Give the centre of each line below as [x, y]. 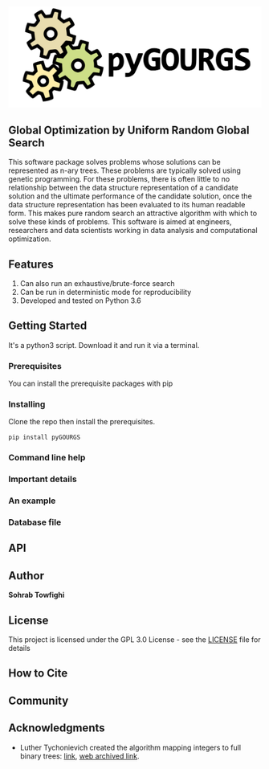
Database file [35, 522]
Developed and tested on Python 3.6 [81, 301]
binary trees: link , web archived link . [79, 756]
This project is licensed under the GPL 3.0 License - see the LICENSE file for [134, 640]
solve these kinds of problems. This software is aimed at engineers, [120, 222]
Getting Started [48, 326]
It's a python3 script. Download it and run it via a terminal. [104, 345]
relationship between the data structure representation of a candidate [123, 188]
